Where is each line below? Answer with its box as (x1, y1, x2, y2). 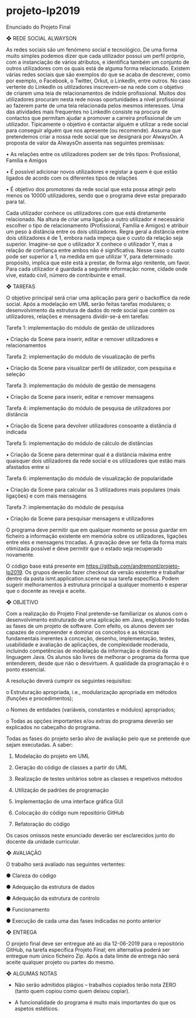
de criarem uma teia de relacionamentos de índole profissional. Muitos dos (6, 89, 186, 96)
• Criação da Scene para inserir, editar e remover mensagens (6, 393, 154, 400)
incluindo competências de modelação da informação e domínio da (6, 647, 169, 654)
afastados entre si (6, 463, 50, 470)
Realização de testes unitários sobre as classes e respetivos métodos (14, 775, 183, 782)
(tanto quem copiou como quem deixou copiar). (14, 987, 130, 995)
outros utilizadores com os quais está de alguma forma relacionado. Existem (6, 64, 190, 71)
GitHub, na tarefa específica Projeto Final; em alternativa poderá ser (6, 946, 170, 953)
